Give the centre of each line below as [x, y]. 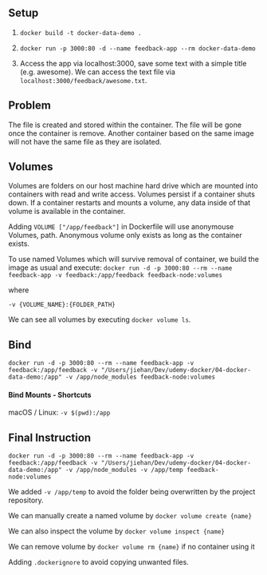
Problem [30, 106]
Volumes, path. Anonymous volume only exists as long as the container [125, 236]
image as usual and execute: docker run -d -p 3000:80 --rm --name [120, 268]
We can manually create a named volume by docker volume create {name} [130, 516]
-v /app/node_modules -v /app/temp [124, 470]
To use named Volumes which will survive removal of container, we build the [133, 260]
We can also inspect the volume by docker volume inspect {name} [117, 531]
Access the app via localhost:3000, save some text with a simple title [133, 63]
